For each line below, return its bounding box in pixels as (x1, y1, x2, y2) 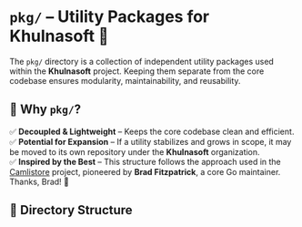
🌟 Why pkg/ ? (9, 102, 82, 118)
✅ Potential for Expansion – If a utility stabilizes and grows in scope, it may (9, 136, 292, 147)
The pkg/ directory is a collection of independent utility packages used (9, 56, 275, 67)
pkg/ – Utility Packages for (9, 6, 210, 27)
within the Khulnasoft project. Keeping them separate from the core (9, 66, 265, 77)
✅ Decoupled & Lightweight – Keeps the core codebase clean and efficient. (9, 126, 295, 137)
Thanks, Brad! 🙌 (9, 176, 70, 187)
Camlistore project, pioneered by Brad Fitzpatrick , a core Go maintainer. (9, 166, 281, 177)
